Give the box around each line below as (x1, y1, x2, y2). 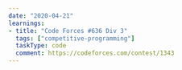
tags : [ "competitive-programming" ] (15, 34, 135, 43)
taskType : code (15, 42, 67, 50)
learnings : (8, 19, 45, 27)
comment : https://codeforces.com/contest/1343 (15, 49, 175, 57)
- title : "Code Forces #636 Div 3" (8, 27, 128, 35)
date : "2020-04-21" (8, 11, 74, 20)
